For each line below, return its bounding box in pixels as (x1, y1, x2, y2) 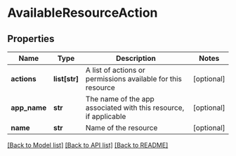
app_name (11, 103, 47, 113)
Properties (7, 33, 55, 45)
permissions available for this (85, 74, 183, 83)
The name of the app (85, 94, 155, 104)
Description (115, 54, 156, 63)
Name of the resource (85, 123, 158, 132)
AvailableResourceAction (7, 5, 158, 21)
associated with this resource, (85, 103, 185, 113)
